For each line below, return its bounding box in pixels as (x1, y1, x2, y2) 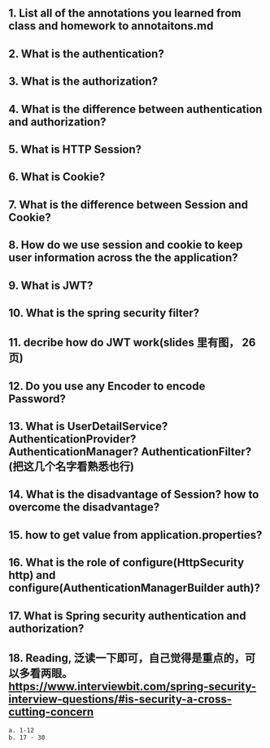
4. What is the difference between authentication (8, 102, 263, 116)
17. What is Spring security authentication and (8, 609, 246, 623)
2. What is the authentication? (8, 46, 164, 60)
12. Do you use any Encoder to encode (8, 379, 206, 393)
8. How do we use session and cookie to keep (8, 238, 243, 252)
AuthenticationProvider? (8, 433, 137, 446)
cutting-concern (8, 705, 94, 719)
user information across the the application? (8, 251, 238, 265)
